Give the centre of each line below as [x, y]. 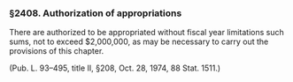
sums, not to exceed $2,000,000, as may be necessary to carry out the [139, 41]
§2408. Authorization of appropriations [96, 13]
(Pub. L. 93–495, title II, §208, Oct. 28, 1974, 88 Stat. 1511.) [115, 68]
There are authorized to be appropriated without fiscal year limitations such [147, 33]
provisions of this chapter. [57, 51]
